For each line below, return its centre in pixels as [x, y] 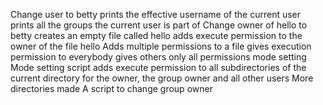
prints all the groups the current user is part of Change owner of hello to [159, 25]
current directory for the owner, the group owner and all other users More [162, 78]
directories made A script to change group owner [111, 88]
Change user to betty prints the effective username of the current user [156, 14]
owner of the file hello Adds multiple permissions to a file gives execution [161, 46]
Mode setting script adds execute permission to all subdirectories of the [158, 67]
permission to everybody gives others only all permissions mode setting [158, 57]
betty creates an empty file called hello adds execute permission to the [156, 35]
